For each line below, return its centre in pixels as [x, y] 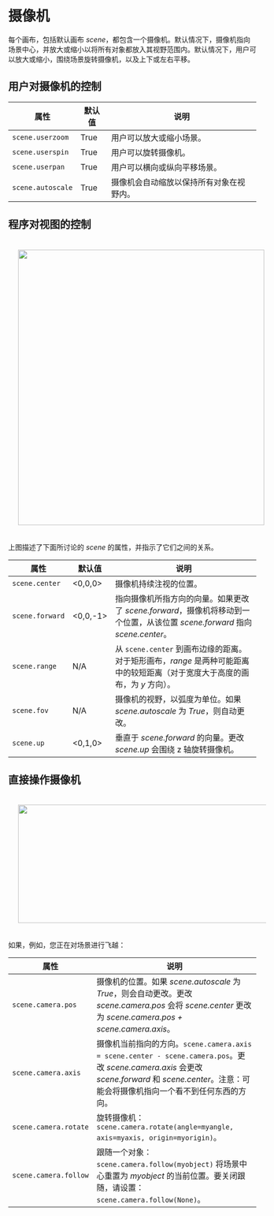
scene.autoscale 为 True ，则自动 [176, 711]
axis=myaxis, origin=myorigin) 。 [159, 1138]
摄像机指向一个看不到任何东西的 [179, 1091]
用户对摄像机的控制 [55, 86]
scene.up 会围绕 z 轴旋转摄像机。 [177, 749]
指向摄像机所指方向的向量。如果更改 [182, 599]
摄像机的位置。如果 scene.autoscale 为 [169, 982]
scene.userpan [39, 167]
